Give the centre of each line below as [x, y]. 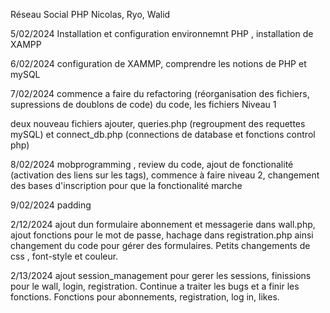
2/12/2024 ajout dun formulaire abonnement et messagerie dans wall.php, [163, 224]
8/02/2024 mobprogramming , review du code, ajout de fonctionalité [152, 164]
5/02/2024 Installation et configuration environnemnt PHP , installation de [162, 33]
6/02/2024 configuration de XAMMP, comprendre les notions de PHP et [158, 63]
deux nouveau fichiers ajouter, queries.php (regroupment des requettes [158, 123]
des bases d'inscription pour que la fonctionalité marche [126, 185]
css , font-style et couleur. [64, 256]
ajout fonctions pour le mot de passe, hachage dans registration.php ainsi [162, 235]
